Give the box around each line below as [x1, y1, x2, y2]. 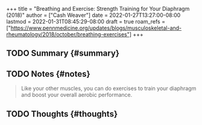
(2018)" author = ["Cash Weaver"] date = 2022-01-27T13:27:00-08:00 [6, 11, 181, 19]
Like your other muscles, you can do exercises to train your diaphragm [21, 85, 197, 92]
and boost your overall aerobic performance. [21, 91, 133, 98]
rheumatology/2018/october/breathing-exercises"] [6, 31, 131, 38]
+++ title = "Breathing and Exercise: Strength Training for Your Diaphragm [6, 5, 190, 12]
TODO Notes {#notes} [6, 69, 90, 79]
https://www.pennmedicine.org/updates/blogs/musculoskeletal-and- [10, 24, 182, 31]
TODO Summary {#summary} [6, 48, 119, 59]
